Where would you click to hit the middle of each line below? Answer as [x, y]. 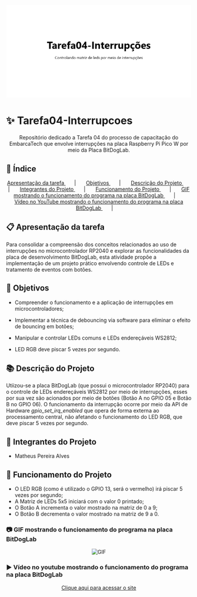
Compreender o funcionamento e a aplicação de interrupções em [94, 302]
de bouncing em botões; [44, 326]
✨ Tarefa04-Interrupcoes [69, 121]
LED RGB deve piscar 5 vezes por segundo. [67, 349]
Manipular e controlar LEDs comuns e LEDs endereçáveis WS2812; [96, 338]
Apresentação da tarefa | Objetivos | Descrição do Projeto [94, 182]
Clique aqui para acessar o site [99, 588]
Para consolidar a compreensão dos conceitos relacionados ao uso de [91, 244]
